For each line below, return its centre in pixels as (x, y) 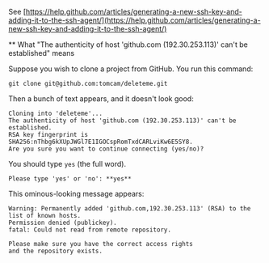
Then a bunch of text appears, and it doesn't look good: (101, 99)
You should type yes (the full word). (67, 164)
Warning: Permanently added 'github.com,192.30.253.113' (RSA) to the (130, 209)
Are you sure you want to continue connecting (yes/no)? (106, 149)
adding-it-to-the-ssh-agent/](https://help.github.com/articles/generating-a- (134, 20)
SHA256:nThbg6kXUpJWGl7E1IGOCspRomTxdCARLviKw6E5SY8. (101, 142)
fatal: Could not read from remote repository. (90, 230)
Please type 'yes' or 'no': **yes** (70, 179)
